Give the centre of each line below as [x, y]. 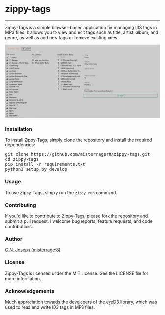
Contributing [21, 205]
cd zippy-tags [22, 159]
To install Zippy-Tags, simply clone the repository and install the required [79, 140]
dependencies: [20, 145]
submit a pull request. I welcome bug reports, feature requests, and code [79, 221]
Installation [19, 129]
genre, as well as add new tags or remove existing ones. [62, 37]
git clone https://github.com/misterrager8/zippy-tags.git [78, 154]
